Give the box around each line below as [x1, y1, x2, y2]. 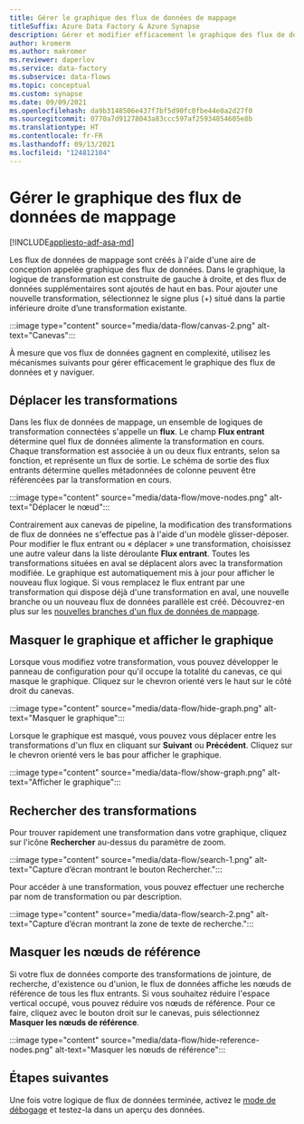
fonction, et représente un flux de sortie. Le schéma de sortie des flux [9, 455, 270, 466]
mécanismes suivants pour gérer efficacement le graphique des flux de [9, 357, 276, 367]
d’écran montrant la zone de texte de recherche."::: [64, 918, 254, 929]
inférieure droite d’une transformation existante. [9, 302, 187, 313]
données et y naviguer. [9, 367, 95, 377]
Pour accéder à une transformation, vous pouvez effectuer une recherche [9, 882, 285, 892]
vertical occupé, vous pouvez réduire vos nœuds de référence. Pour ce [9, 997, 276, 1008]
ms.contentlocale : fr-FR [9, 132, 103, 141]
